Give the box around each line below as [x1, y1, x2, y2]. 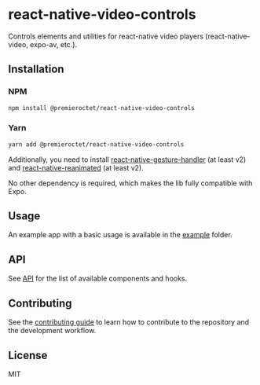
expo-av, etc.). [30, 39, 77, 49]
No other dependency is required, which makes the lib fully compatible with [8, 178, 253, 188]
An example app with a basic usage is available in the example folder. [8, 230, 233, 240]
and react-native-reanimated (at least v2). [8, 163, 144, 172]
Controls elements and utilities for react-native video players [8, 31, 204, 41]
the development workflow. [8, 326, 97, 335]
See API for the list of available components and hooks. [8, 273, 188, 284]
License [8, 348, 48, 362]
